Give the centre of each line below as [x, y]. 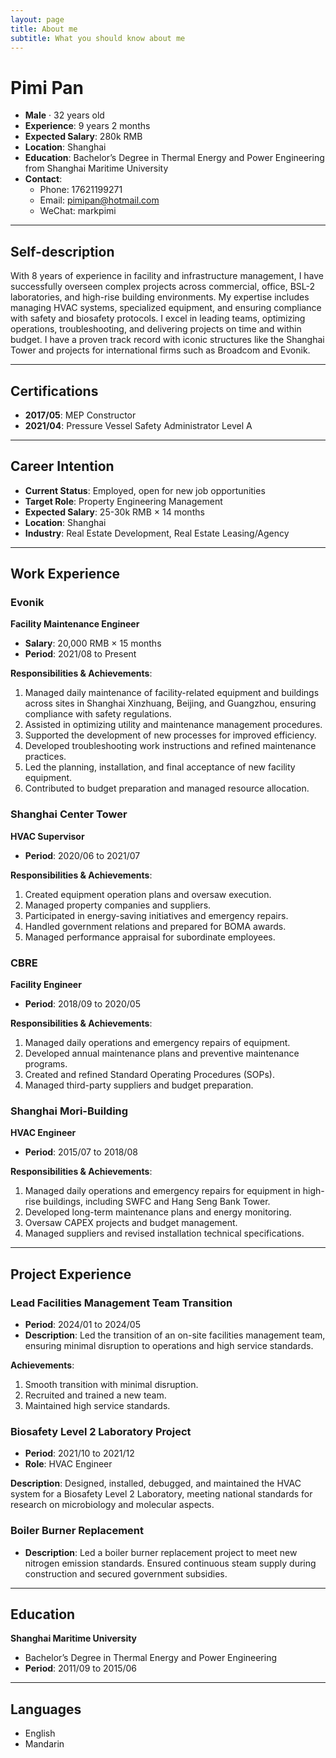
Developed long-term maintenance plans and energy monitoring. [158, 1212]
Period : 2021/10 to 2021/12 [79, 1453]
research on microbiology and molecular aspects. [112, 1505]
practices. [45, 757]
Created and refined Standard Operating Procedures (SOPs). [149, 1075]
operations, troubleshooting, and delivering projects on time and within [156, 329]
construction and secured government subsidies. [126, 1573]
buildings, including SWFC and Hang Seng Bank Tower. [157, 1202]
